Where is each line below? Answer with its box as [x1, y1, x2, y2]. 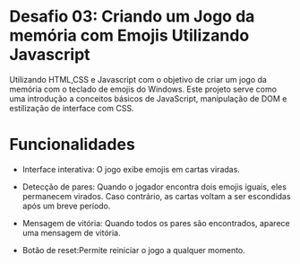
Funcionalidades [9, 135, 136, 154]
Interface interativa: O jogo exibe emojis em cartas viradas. [21, 163, 240, 174]
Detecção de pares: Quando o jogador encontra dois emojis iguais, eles [21, 181, 287, 192]
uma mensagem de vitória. [21, 227, 121, 238]
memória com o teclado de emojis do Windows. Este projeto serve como [9, 84, 278, 94]
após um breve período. [21, 200, 111, 211]
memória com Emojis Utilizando [9, 25, 250, 46]
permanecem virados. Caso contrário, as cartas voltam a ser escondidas [21, 190, 291, 201]
